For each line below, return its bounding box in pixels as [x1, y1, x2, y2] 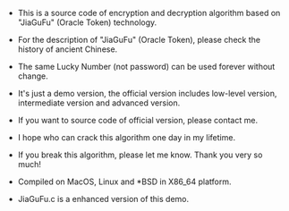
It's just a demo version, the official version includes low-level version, [17, 89, 277, 98]
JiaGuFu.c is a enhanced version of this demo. [17, 194, 190, 204]
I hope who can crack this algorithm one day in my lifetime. [17, 132, 235, 142]
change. [17, 71, 48, 81]
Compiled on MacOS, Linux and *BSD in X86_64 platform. [17, 176, 232, 187]
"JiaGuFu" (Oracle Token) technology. [17, 17, 157, 28]
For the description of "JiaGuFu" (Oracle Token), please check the [17, 35, 261, 45]
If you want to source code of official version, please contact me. [17, 115, 258, 125]
